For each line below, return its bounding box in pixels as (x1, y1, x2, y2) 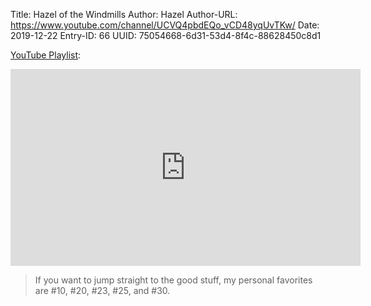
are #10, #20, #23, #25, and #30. (34, 285, 171, 296)
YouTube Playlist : (10, 49, 82, 61)
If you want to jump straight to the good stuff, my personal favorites (34, 274, 313, 286)
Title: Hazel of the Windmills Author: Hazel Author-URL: (10, 9, 238, 20)
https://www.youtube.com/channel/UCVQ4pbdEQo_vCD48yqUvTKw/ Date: (10, 19, 320, 31)
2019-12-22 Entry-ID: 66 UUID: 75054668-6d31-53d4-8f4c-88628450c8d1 (10, 30, 322, 41)
